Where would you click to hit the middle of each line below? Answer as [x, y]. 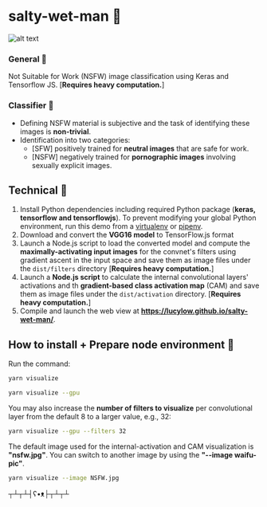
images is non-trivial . [55, 132]
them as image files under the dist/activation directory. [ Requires [130, 294]
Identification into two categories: [75, 140]
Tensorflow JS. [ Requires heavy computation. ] [86, 85]
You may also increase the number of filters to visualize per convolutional [130, 408]
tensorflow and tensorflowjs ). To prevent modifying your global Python [138, 218]
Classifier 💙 [31, 105]
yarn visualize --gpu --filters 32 [67, 431]
